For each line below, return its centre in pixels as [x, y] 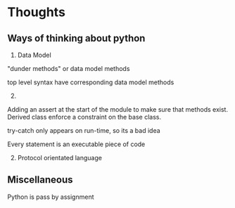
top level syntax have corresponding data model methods [91, 82]
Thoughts [36, 12]
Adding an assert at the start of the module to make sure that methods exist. [118, 109]
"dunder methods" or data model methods [69, 69]
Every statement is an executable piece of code [76, 144]
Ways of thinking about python [76, 38]
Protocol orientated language [59, 158]
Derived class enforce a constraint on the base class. [84, 117]
